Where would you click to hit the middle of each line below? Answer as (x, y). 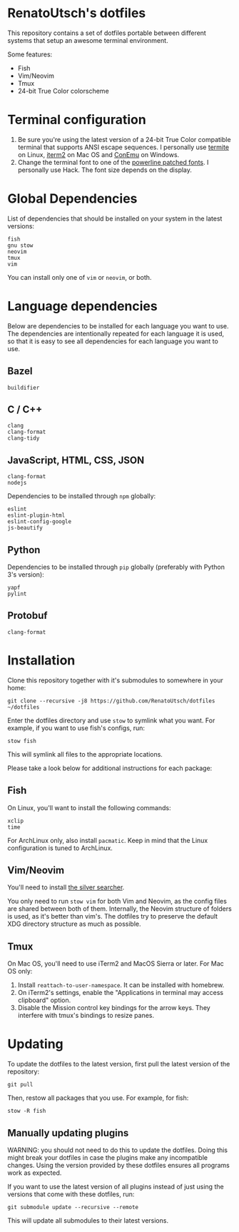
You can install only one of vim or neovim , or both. (80, 277)
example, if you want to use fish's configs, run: (76, 728)
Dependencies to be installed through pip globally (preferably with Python (116, 567)
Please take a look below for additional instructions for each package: (110, 768)
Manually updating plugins (68, 1133)
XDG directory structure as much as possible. (74, 924)
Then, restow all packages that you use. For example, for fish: (98, 1098)
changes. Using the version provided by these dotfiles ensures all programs (118, 1165)
